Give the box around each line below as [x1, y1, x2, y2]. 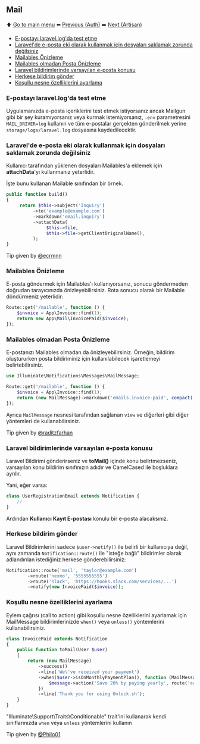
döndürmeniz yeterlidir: [6, 293, 64, 300]
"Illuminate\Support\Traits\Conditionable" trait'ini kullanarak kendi [6, 713, 167, 720]
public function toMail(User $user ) [17, 647, 108, 653]
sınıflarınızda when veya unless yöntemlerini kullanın [6, 720, 132, 727]
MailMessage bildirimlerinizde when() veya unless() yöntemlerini [6, 618, 165, 625]
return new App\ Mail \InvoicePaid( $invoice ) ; [17, 315, 129, 322]
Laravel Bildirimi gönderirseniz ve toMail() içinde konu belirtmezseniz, [6, 457, 178, 464]
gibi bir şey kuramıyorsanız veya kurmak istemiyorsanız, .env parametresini [6, 114, 190, 121]
